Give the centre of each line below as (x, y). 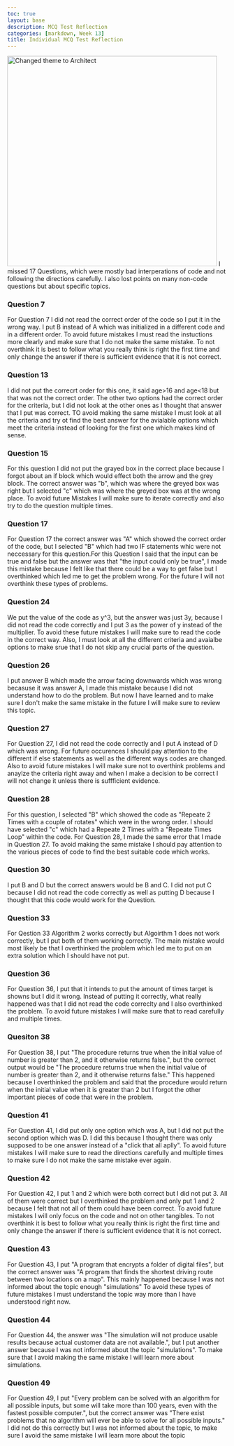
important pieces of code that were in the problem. (80, 1097)
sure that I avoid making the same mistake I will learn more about (101, 1357)
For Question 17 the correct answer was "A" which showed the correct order (117, 539)
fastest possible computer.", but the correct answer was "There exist (106, 1413)
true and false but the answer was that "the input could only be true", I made (117, 561)
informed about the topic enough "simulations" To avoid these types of (109, 1286)
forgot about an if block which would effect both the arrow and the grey (110, 476)
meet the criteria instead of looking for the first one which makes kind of (111, 428)
